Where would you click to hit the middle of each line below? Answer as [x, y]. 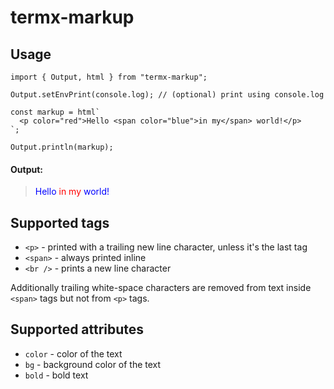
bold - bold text [56, 375]
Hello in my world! [72, 192]
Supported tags [60, 222]
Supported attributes [77, 329]
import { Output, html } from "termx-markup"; [109, 77]
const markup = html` [55, 112]
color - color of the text [73, 353]
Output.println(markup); [62, 147]
